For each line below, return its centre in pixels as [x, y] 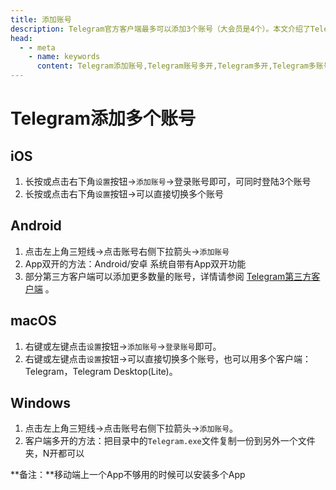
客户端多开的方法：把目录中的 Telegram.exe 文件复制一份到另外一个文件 [170, 441]
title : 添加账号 [41, 19]
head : [21, 38]
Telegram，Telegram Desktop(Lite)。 [101, 371]
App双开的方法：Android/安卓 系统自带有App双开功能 [135, 263]
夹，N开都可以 [54, 453]
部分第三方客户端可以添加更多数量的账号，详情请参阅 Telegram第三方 [168, 276]
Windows [40, 403]
